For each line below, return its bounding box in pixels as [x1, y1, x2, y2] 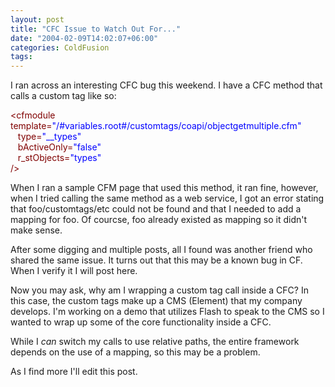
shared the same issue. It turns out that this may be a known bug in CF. [10, 254, 303, 266]
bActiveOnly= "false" [17, 141, 102, 153]
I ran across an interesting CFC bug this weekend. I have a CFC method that [10, 79, 323, 91]
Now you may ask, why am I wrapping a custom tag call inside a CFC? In [10, 284, 309, 296]
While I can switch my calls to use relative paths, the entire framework [10, 336, 300, 348]
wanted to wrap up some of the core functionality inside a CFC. [10, 316, 272, 328]
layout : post [10, 14, 65, 25]
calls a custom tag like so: [10, 90, 117, 102]
